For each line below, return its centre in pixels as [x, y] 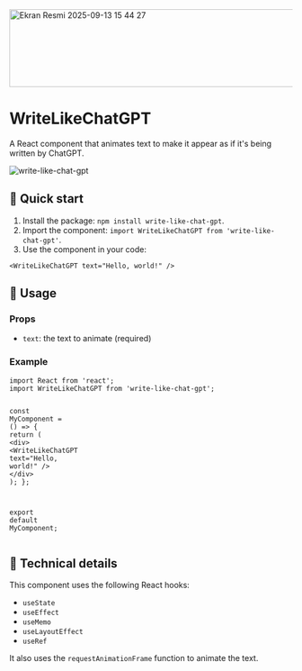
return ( [26, 435]
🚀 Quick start [46, 199]
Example [29, 362]
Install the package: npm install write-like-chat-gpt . [123, 221]
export [22, 512]
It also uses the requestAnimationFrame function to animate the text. [134, 658]
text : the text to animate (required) [87, 339]
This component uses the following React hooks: [100, 585]
